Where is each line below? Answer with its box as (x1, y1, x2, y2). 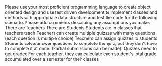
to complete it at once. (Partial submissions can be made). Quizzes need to (5, 46, 157, 51)
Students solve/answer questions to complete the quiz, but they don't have (5, 41, 157, 46)
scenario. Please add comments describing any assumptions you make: (5, 20, 150, 25)
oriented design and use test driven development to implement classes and (5, 9, 158, 15)
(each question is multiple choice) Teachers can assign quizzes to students (5, 35, 158, 41)
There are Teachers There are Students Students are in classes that (5, 25, 142, 31)
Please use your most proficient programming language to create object (5, 4, 151, 10)
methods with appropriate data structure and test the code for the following (5, 15, 158, 20)
